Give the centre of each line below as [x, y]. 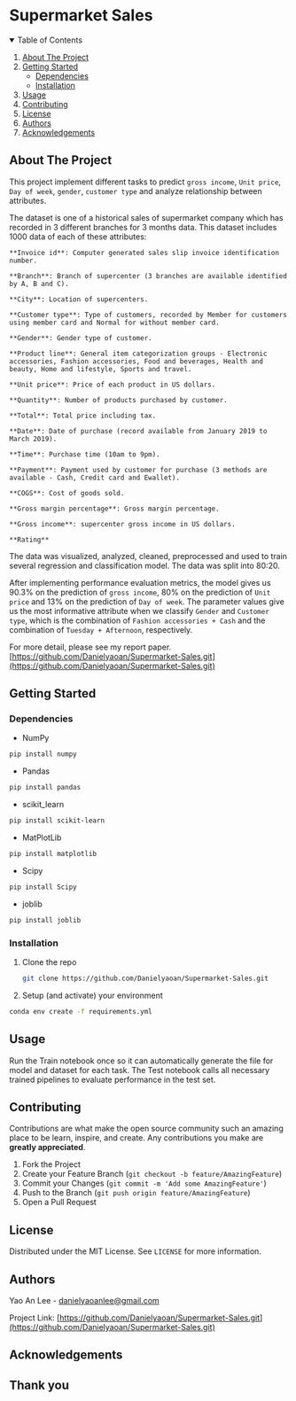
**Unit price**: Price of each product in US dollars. [113, 385]
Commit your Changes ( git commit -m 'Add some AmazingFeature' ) [144, 1183]
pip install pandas [45, 788]
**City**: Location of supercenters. [79, 299]
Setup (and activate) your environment [92, 995]
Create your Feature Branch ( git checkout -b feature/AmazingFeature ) [152, 1174]
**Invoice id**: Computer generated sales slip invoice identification [144, 253]
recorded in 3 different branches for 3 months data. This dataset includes [143, 227]
